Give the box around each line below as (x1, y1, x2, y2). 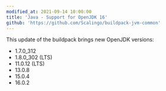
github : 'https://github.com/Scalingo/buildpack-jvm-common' (6, 20, 161, 26)
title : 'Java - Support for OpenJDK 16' (6, 14, 108, 20)
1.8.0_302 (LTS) (14, 54, 52, 61)
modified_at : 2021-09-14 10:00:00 (6, 8, 92, 15)
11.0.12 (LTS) (14, 60, 45, 67)
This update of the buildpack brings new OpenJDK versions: (6, 36, 154, 43)
